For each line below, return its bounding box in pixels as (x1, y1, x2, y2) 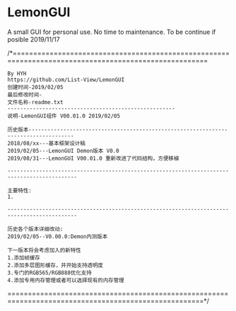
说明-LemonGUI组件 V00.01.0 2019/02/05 (7, 112, 121, 119)
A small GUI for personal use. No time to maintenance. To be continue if (7, 28, 216, 36)
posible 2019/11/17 (7, 35, 60, 43)
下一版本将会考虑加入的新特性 (7, 247, 81, 254)
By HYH (7, 70, 27, 77)
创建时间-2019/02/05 (7, 83, 64, 90)
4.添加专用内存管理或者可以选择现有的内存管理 (7, 276, 125, 283)
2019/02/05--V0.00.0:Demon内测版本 (7, 233, 108, 240)
